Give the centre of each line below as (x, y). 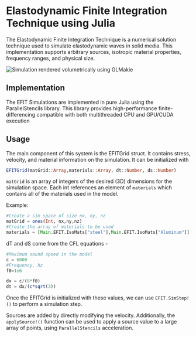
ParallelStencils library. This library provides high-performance (82, 108)
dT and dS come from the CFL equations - (57, 243)
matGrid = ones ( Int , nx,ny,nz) (44, 222)
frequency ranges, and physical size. (51, 58)
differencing (21, 114)
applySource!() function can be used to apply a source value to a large (92, 322)
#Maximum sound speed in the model (49, 254)
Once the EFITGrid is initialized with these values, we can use (80, 298)
